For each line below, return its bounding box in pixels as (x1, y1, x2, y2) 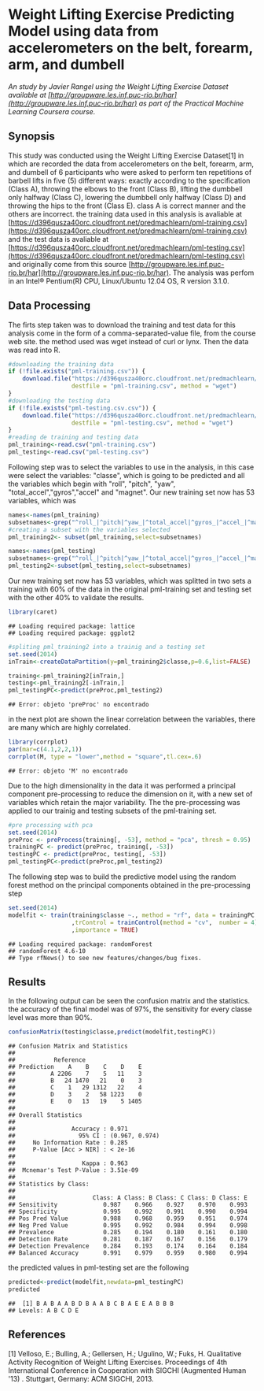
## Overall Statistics (8, 1111, 82, 1119)
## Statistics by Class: (8, 1180, 90, 1189)
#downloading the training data (8, 360, 114, 368)
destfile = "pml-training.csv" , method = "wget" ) (71, 382, 237, 391)
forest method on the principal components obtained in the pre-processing (8, 881, 251, 890)
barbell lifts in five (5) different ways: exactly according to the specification (8, 176, 251, 185)
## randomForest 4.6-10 (8, 947, 86, 955)
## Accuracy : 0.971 (8, 1125, 128, 1133)
